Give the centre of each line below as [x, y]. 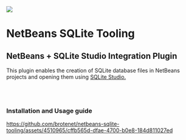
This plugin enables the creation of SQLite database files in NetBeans [93, 70]
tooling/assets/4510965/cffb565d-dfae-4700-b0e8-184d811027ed [90, 130]
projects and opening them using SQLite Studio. [66, 77]
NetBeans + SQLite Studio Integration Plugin [92, 56]
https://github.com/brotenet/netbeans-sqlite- [63, 124]
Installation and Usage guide [49, 110]
